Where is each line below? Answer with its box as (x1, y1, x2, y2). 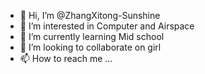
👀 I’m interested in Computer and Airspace (19, 20, 195, 32)
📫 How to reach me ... (19, 53, 113, 64)
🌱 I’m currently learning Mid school (19, 31, 165, 42)
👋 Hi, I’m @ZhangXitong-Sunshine (19, 10, 161, 21)
